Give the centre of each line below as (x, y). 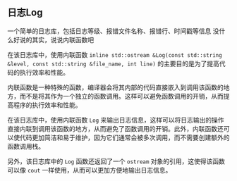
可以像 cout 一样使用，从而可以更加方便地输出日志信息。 (90, 170)
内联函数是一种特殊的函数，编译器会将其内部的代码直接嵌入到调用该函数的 (115, 87)
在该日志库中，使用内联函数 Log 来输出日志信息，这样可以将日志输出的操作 (116, 120)
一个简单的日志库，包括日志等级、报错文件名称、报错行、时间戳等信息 (109, 31)
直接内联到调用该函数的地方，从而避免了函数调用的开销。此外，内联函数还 (115, 128)
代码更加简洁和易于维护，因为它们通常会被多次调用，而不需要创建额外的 (124, 137)
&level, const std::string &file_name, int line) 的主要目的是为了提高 (114, 63)
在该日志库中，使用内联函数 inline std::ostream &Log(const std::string (115, 54)
